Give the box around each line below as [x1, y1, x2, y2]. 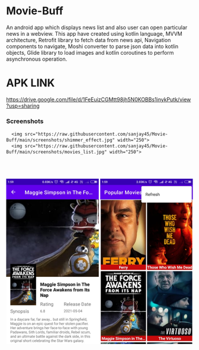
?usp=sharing [6, 102, 40, 109]
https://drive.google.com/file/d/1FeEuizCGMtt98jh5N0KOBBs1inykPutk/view [6, 96, 191, 103]
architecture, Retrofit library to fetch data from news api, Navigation [6, 36, 171, 43]
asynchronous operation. [6, 55, 68, 62]
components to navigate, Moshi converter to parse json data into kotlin [6, 43, 179, 50]
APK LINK [6, 76, 55, 90]
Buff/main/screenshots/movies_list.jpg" [6, 149, 108, 155]
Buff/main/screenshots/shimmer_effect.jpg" [6, 137, 115, 143]
